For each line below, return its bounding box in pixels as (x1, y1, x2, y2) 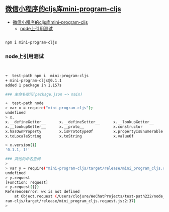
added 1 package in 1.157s (5, 83, 62, 88)
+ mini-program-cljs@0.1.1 (5, 78, 62, 83)
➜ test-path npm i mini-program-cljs (5, 73, 89, 78)
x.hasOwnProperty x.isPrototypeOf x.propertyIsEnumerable (5, 129, 163, 134)
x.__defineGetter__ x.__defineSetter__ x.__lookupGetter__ (5, 119, 154, 124)
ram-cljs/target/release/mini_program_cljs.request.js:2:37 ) (5, 198, 136, 204)
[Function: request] (5, 180, 49, 185)
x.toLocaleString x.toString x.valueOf (5, 133, 134, 138)
